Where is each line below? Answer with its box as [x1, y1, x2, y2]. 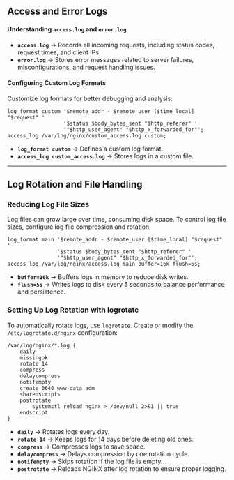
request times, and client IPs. [17, 48, 101, 57]
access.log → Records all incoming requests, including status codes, [17, 40, 215, 49]
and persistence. [17, 287, 66, 296]
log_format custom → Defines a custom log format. [17, 144, 164, 153]
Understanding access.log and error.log [7, 24, 127, 33]
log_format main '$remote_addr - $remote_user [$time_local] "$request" [7, 237, 223, 243]
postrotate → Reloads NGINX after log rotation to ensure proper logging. [17, 464, 226, 473]
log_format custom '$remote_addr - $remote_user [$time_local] [7, 107, 195, 114]
